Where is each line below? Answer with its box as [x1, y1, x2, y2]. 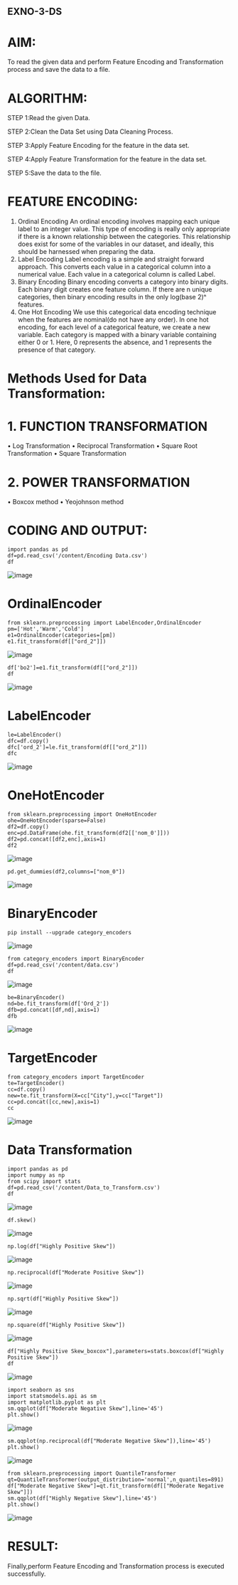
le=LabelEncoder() [7, 732, 62, 739]
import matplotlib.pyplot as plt [7, 1399, 107, 1406]
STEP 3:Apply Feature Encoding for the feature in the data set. [7, 142, 190, 150]
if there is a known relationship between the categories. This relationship [17, 233, 231, 241]
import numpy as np [7, 1171, 65, 1179]
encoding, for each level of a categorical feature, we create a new [17, 323, 211, 331]
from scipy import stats [7, 1178, 81, 1185]
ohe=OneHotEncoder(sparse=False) [7, 817, 107, 824]
